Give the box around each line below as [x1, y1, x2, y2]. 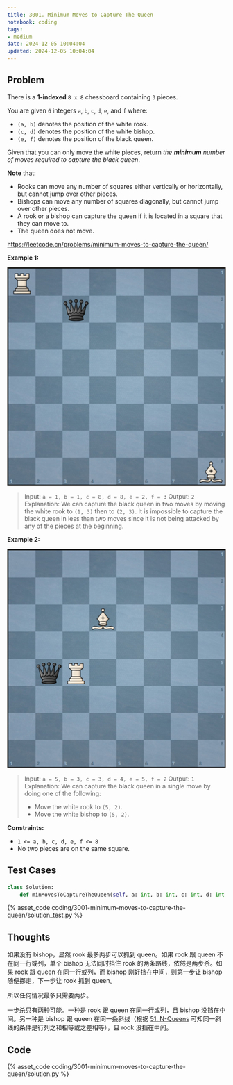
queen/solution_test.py [7, 911, 73, 920]
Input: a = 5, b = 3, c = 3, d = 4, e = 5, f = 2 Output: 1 [24, 775, 195, 783]
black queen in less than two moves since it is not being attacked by [24, 515, 220, 523]
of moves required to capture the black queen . [7, 155, 141, 163]
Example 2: [7, 536, 40, 544]
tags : [7, 26, 23, 33]
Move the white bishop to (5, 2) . [34, 810, 130, 818]
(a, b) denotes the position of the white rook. [17, 119, 148, 128]
